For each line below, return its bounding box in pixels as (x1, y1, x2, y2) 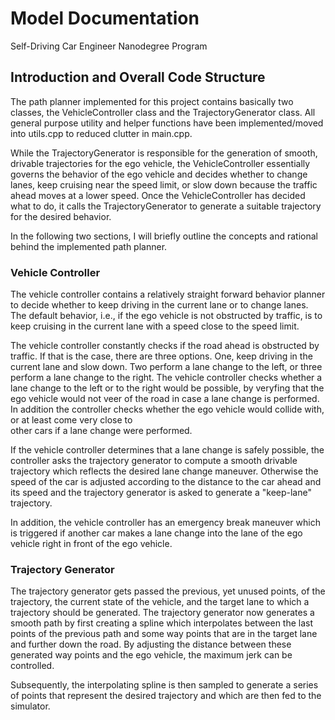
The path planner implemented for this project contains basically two (10, 95, 294, 107)
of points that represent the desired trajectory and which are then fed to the (10, 690, 322, 702)
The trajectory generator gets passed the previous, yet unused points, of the (10, 585, 326, 597)
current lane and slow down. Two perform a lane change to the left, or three (10, 361, 323, 373)
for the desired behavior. (10, 210, 112, 222)
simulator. (10, 700, 51, 712)
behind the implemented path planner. (10, 240, 168, 252)
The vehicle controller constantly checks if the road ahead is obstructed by (10, 340, 320, 352)
